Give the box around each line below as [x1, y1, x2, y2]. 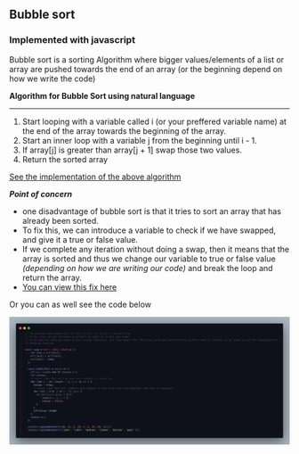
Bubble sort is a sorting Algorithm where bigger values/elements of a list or [9, 54, 285, 65]
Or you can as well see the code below [9, 299, 151, 310]
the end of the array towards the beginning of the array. [21, 125, 227, 136]
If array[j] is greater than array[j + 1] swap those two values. [21, 144, 243, 155]
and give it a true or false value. [21, 234, 138, 244]
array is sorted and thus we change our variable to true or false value [21, 253, 276, 264]
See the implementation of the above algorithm [9, 171, 182, 182]
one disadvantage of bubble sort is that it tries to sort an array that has [21, 205, 282, 217]
